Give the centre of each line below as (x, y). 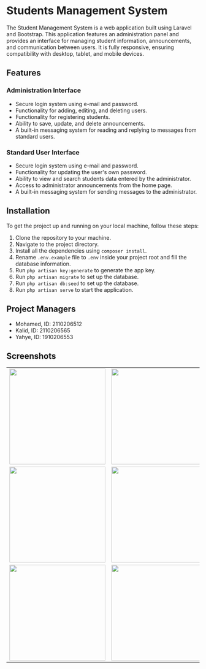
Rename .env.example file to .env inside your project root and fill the (101, 257)
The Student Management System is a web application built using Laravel (99, 28)
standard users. (35, 136)
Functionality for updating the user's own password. (81, 172)
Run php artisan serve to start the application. (74, 289)
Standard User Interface (43, 152)
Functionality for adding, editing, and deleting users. (81, 110)
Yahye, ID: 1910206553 (44, 337)
